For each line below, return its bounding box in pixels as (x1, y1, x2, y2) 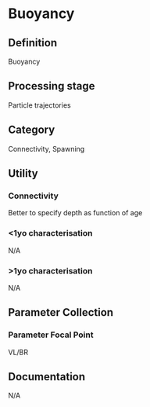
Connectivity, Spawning (8, 144, 85, 153)
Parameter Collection (8, 306, 114, 319)
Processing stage (8, 79, 95, 93)
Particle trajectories (8, 100, 72, 110)
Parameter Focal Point (8, 329, 94, 340)
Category (8, 123, 55, 137)
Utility (8, 167, 38, 181)
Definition (8, 36, 57, 49)
